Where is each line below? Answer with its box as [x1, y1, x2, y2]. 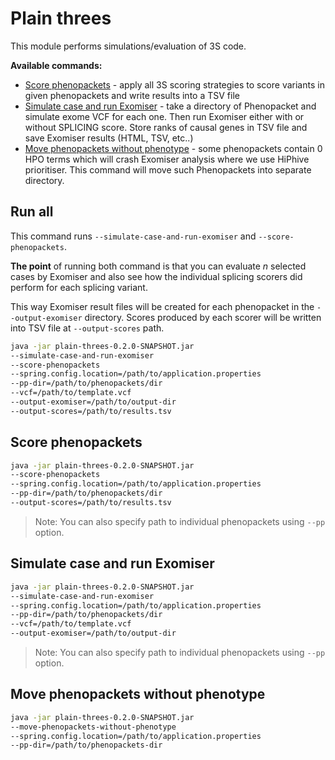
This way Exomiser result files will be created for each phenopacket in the [10, 300, 315, 312]
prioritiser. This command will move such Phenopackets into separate [24, 163, 312, 176]
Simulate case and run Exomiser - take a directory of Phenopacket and [24, 100, 317, 112]
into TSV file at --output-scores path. [10, 322, 165, 334]
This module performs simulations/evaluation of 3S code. [10, 40, 247, 52]
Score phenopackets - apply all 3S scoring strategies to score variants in [24, 78, 325, 91]
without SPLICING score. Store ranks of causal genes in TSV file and [24, 121, 308, 133]
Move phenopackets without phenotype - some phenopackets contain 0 [24, 142, 323, 154]
